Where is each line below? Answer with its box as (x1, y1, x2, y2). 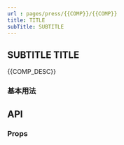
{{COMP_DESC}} (7, 68, 56, 76)
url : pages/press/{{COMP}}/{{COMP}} (7, 10, 118, 17)
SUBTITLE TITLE (7, 49, 79, 61)
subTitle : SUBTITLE (7, 23, 64, 30)
